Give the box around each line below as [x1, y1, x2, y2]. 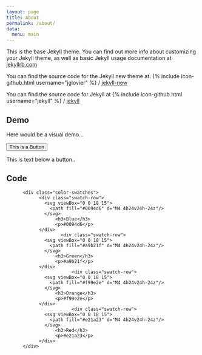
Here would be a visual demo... [6, 131, 84, 138]
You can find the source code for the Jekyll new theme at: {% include [6, 73, 180, 80]
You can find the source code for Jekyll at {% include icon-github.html [6, 91, 183, 98]
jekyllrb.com [6, 61, 38, 68]
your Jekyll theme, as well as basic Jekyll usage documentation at [6, 55, 172, 62]
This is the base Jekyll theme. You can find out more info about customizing [6, 48, 196, 55]
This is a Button [9, 144, 44, 150]
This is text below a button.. [6, 156, 76, 163]
